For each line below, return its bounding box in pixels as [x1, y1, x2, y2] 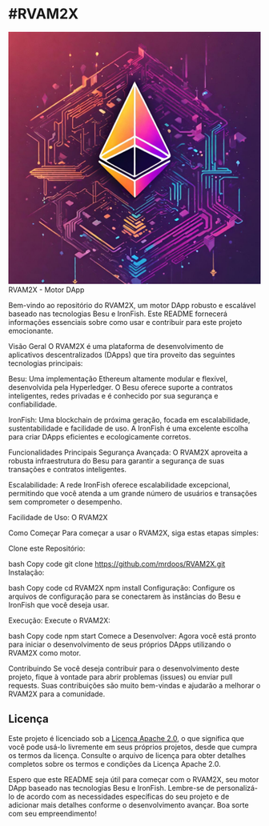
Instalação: [8, 567, 45, 577]
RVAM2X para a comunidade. [8, 689, 106, 699]
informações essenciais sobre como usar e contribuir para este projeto [8, 317, 243, 327]
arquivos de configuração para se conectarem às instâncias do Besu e [8, 591, 242, 601]
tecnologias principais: [8, 358, 83, 368]
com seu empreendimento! [8, 808, 98, 818]
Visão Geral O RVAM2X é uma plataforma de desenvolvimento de [8, 341, 224, 351]
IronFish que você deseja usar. [8, 599, 110, 609]
